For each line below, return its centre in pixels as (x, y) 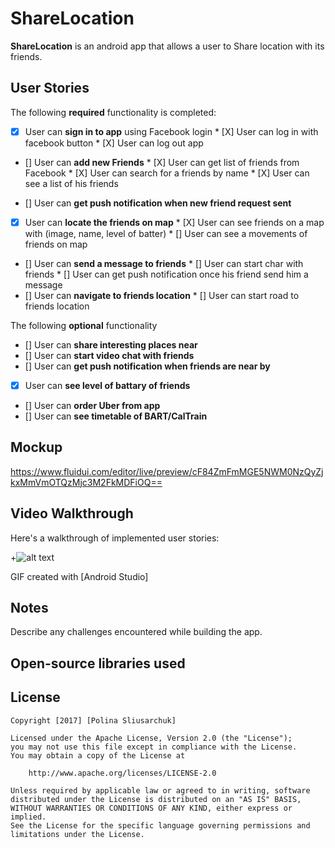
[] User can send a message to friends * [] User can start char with (164, 263)
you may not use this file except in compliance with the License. (154, 747)
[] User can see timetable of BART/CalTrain (116, 416)
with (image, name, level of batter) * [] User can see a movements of (166, 233)
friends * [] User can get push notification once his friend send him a (166, 274)
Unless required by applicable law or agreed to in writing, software (160, 790)
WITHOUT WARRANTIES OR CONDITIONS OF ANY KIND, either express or (151, 808)
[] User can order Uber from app (92, 405)
